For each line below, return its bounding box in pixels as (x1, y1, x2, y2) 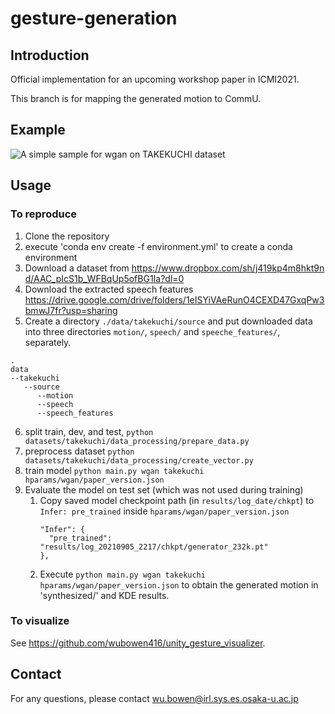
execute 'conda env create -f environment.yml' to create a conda (24, 240, 293, 252)
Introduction (10, 47, 90, 64)
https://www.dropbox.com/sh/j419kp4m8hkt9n (131, 262, 325, 274)
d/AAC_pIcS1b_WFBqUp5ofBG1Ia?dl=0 (24, 272, 185, 284)
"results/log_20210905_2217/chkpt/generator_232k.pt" (39, 542, 269, 552)
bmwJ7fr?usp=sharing (24, 304, 118, 316)
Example (10, 122, 66, 139)
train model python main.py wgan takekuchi (24, 464, 205, 476)
